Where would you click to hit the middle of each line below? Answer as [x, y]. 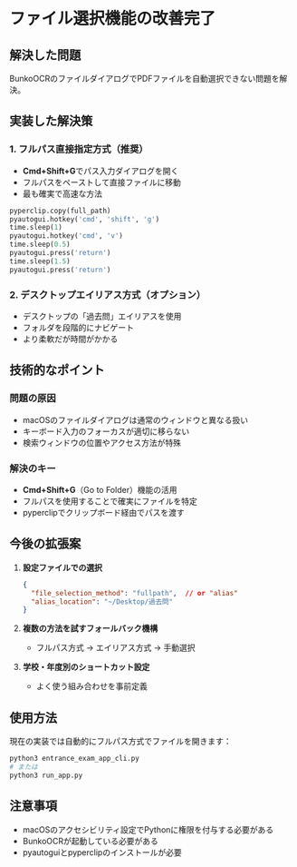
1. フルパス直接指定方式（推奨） [79, 149]
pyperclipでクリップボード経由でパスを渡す [104, 512]
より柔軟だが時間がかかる [70, 339]
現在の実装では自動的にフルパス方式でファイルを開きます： [120, 742]
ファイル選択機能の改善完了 [113, 19]
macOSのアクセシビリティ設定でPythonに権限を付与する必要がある [148, 829]
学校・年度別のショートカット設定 [86, 667]
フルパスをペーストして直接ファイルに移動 [101, 182]
